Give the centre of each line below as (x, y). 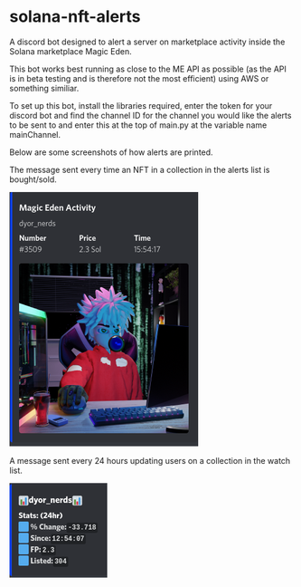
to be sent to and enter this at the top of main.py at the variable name (138, 125)
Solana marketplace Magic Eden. (71, 51)
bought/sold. (33, 179)
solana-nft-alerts (75, 17)
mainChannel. (35, 134)
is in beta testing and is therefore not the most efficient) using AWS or (139, 78)
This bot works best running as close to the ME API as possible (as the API (148, 69)
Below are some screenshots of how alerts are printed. (112, 152)
